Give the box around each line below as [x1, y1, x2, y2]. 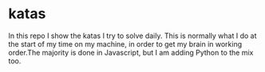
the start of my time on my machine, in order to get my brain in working [8, 39, 243, 48]
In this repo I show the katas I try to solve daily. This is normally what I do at [8, 31, 257, 40]
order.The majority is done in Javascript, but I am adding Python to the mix [8, 47, 254, 57]
